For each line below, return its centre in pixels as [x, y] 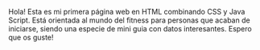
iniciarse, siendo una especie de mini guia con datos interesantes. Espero [130, 29]
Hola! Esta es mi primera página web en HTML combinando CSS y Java [127, 12]
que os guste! [31, 37]
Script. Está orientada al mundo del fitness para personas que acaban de [130, 20]
